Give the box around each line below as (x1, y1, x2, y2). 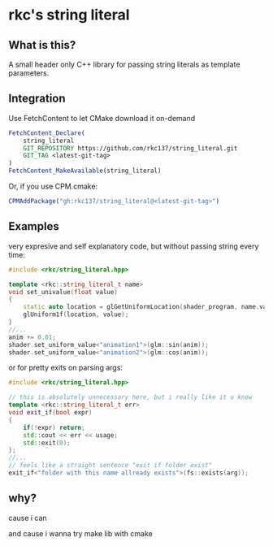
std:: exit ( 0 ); (23, 439, 71, 447)
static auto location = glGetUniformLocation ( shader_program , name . (23, 303, 260, 311)
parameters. (8, 68, 50, 78)
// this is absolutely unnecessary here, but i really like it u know (8, 393, 253, 401)
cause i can (8, 513, 47, 522)
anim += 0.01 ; (8, 333, 57, 341)
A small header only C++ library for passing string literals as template (8, 59, 240, 69)
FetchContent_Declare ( (8, 128, 85, 137)
